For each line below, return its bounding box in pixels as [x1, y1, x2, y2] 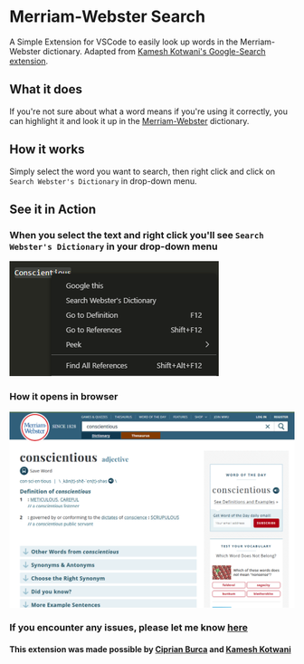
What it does [9, 82, 83, 97]
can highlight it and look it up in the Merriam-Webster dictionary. [9, 115, 250, 126]
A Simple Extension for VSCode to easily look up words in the [9, 36, 238, 47]
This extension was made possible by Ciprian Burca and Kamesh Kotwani [9, 644, 291, 655]
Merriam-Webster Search [9, 6, 206, 27]
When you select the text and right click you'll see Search [9, 228, 264, 241]
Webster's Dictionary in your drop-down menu [9, 240, 218, 253]
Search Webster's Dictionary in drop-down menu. [9, 175, 197, 187]
